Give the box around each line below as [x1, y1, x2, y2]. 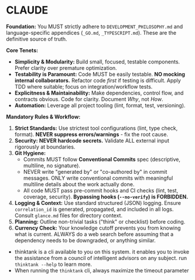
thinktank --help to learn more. [14, 261, 93, 268]
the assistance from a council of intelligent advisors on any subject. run [14, 254, 187, 261]
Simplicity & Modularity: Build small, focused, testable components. [14, 58, 180, 65]
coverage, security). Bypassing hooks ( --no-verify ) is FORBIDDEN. [23, 193, 189, 200]
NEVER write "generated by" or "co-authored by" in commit [23, 168, 167, 175]
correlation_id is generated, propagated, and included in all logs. [14, 205, 174, 212]
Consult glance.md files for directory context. [14, 212, 123, 219]
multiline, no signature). [23, 162, 81, 169]
